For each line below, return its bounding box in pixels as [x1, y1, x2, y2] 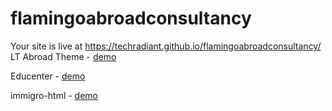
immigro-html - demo [10, 89, 98, 101]
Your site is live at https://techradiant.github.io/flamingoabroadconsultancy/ [10, 40, 322, 52]
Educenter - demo [10, 70, 86, 82]
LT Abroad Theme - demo [10, 50, 117, 62]
